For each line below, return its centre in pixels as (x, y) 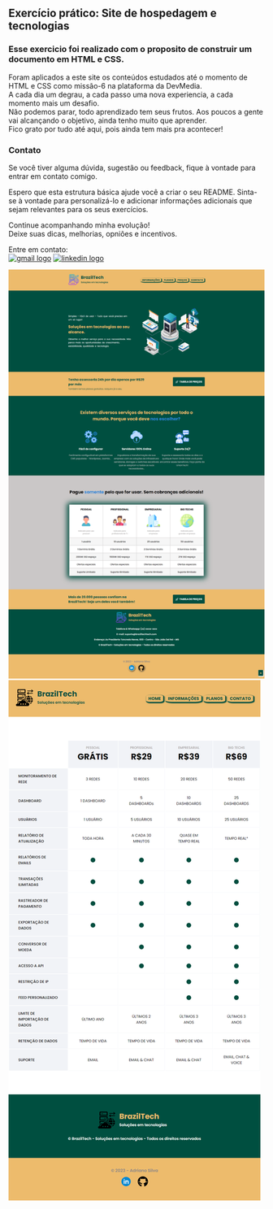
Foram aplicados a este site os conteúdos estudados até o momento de (128, 77)
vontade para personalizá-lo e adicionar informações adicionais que (138, 200)
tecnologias (39, 26)
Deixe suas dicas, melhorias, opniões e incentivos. (93, 233)
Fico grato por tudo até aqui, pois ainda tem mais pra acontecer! (116, 128)
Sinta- (247, 192)
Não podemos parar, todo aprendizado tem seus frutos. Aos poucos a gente (136, 111)
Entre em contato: (38, 249)
